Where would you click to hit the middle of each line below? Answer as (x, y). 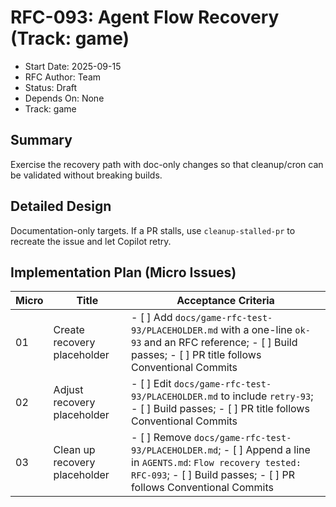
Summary (41, 140)
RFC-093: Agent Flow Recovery (145, 17)
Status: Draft (51, 87)
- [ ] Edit (151, 384)
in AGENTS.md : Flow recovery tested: (216, 463)
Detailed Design (61, 206)
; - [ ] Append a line (264, 450)
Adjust (68, 390)
